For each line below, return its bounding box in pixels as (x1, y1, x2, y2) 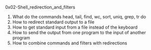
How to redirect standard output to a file (12, 19, 94, 25)
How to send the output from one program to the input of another (12, 30, 147, 35)
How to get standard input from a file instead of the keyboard (12, 24, 138, 30)
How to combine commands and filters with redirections (12, 40, 128, 46)
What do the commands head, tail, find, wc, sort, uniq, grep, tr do (12, 14, 147, 19)
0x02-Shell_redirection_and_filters (5, 4, 75, 10)
